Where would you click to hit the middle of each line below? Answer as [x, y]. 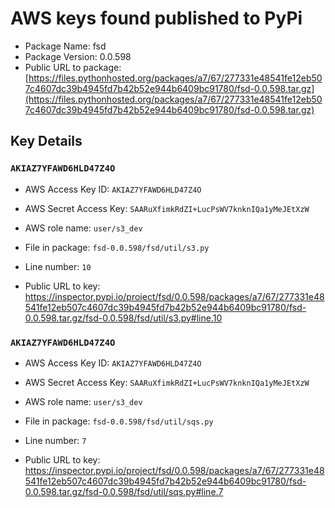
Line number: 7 [55, 440]
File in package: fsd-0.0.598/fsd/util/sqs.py [119, 421]
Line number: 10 [58, 266]
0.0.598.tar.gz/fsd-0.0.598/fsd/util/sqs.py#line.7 [124, 491]
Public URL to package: [73, 67]
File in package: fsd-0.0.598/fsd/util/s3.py [117, 247]
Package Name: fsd [65, 46]
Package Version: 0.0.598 [78, 56]
